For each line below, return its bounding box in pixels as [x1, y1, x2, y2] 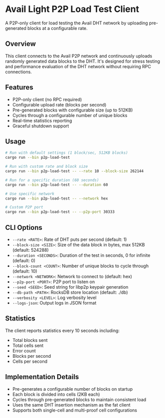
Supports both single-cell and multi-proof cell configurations [12, 407, 137, 413]
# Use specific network [5, 191, 55, 196]
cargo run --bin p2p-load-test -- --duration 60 [5, 182, 108, 187]
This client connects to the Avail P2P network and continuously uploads [5, 53, 153, 59]
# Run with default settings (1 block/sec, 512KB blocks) [5, 150, 128, 155]
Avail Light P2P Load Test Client [5, 3, 140, 15]
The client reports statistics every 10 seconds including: [5, 327, 120, 333]
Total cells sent [12, 342, 44, 348]
